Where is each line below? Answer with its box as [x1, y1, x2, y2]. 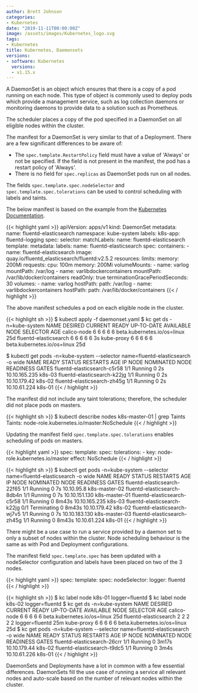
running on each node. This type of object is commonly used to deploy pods [6, 92, 192, 99]
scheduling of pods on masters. [6, 437, 84, 444]
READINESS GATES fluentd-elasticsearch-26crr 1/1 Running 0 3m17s [6, 638, 173, 646]
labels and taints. [6, 194, 48, 201]
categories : [6, 14, 35, 20]
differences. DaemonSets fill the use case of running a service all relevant [6, 669, 186, 676]
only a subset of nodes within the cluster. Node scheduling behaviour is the [6, 534, 190, 542]
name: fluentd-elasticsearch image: [6, 249, 93, 256]
